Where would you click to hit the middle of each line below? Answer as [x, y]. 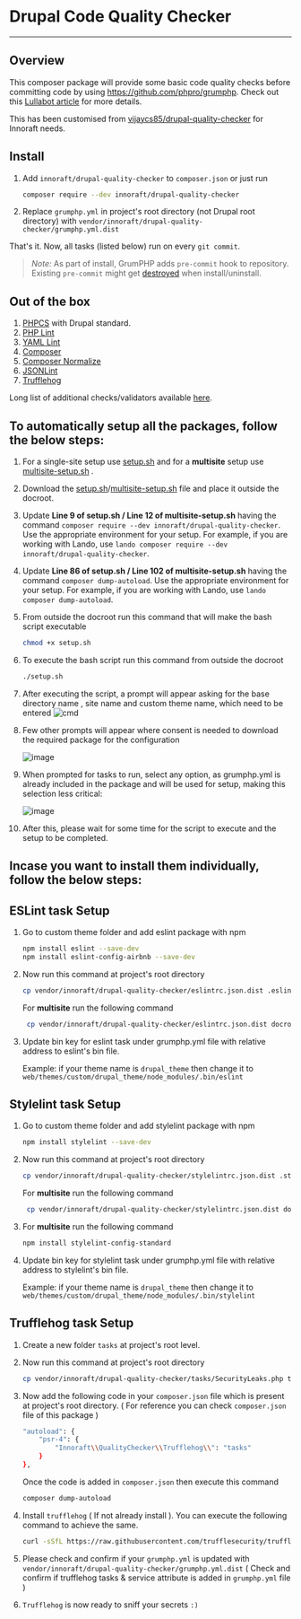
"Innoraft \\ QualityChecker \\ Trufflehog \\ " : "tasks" [153, 1448]
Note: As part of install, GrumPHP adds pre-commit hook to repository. [160, 264]
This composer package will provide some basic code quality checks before [150, 82]
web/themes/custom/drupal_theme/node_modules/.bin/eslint [133, 1077]
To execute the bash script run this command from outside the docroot [153, 660]
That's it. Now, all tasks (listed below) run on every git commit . [125, 246]
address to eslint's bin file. [71, 1051]
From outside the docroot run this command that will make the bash [147, 617]
